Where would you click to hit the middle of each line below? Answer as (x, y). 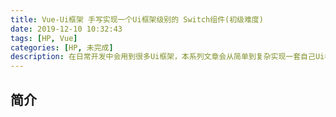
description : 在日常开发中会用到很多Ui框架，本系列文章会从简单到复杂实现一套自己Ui (167, 57)
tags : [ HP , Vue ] (44, 38)
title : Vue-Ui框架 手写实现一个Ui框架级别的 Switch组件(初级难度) (137, 19)
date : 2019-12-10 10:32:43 (66, 29)
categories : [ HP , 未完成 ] (62, 47)
